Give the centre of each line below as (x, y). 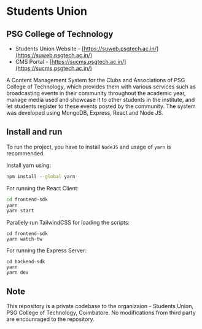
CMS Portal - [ (33, 62)
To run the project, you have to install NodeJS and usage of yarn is (89, 147)
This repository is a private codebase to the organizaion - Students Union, (100, 306)
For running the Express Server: (47, 250)
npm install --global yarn (41, 176)
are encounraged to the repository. (51, 319)
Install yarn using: (29, 165)
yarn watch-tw (25, 239)
